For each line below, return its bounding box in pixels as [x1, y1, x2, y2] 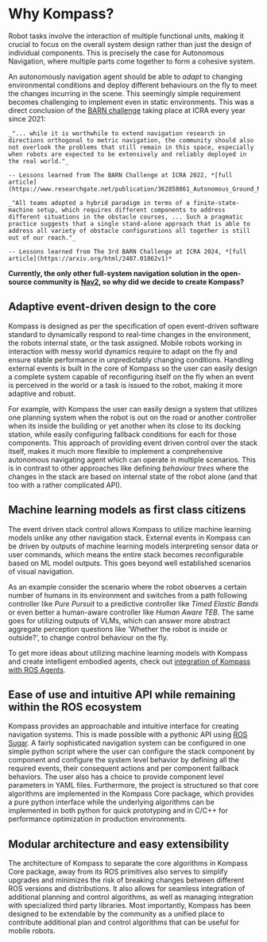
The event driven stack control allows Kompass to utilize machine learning [8, 524, 252, 533]
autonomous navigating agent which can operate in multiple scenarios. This [8, 455, 257, 464]
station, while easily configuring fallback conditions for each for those [8, 429, 237, 439]
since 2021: [8, 114, 46, 123]
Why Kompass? [8, 5, 114, 23]
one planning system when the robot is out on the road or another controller [8, 413, 257, 422]
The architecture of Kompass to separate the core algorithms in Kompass [8, 859, 248, 868]
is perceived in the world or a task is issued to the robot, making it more [8, 380, 243, 390]
